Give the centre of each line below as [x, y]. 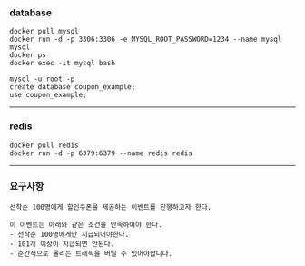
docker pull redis [44, 145]
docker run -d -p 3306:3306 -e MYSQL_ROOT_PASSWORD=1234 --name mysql [146, 39]
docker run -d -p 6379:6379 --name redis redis [101, 153]
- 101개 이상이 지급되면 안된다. [62, 244]
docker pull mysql [44, 32]
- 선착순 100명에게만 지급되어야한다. [69, 234]
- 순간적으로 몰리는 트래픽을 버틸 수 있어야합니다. [91, 253]
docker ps [28, 55]
